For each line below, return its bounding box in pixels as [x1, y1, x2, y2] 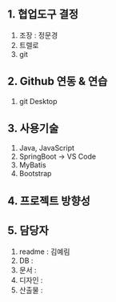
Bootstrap [18, 169, 52, 179]
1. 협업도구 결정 [7, 7, 79, 22]
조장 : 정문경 [18, 30, 58, 40]
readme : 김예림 [18, 247, 70, 256]
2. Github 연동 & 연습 [7, 74, 108, 88]
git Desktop [18, 96, 58, 106]
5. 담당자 [7, 223, 49, 238]
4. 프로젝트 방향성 [7, 194, 91, 207]
